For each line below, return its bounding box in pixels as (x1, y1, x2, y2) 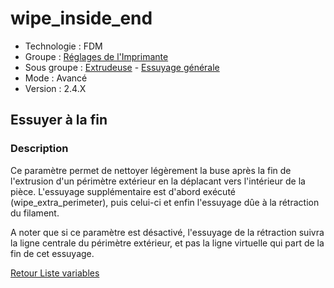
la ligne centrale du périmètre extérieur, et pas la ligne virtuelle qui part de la (10, 237, 325, 249)
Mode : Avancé (24, 72, 88, 84)
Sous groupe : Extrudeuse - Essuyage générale (24, 61, 220, 73)
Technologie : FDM (24, 40, 103, 52)
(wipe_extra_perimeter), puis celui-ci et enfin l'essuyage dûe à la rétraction (10, 196, 320, 208)
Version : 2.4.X (24, 82, 87, 94)
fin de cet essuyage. (10, 247, 95, 259)
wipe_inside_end (10, 7, 153, 30)
